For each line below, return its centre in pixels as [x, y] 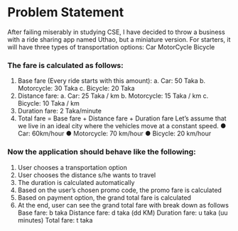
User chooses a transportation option [72, 167]
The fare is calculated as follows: [65, 65]
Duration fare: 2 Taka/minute [59, 111]
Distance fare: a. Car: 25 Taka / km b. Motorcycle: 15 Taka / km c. [113, 96]
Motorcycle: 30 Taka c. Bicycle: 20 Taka [76, 89]
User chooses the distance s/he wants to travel [87, 175]
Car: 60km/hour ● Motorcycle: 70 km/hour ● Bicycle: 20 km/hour [114, 134]
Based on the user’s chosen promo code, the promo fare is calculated [120, 190]
